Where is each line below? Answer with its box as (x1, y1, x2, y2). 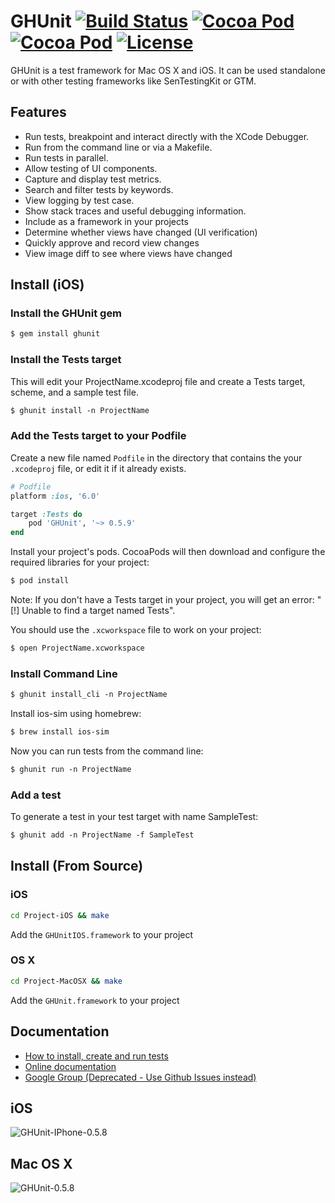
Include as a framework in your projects (24, 215, 189, 227)
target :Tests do (10, 509, 83, 519)
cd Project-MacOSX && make (10, 976, 123, 986)
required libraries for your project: (10, 556, 150, 569)
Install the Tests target (10, 353, 122, 367)
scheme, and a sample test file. (10, 386, 139, 398)
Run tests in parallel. (24, 151, 109, 164)
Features (10, 104, 67, 121)
